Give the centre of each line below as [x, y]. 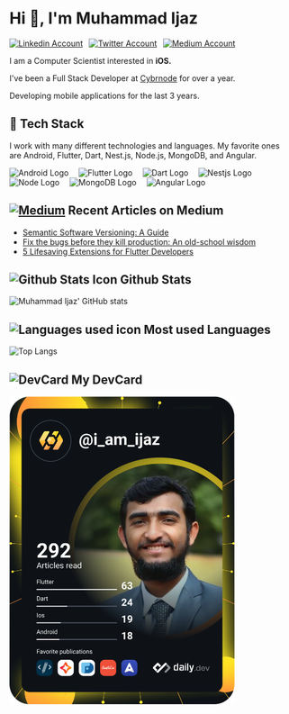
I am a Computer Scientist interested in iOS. [90, 60]
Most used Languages [208, 329]
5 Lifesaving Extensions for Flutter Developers [108, 251]
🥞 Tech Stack [47, 124]
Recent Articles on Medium [146, 211]
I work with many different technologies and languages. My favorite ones [145, 145]
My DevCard [107, 380]
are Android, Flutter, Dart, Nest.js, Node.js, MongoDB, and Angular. [133, 155]
